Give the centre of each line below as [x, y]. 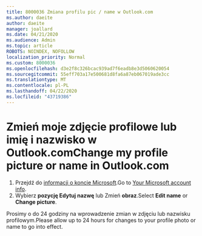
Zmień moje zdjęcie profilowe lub [92, 127]
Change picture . [36, 202]
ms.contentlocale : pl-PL [38, 86]
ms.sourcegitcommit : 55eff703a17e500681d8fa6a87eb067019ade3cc [88, 74]
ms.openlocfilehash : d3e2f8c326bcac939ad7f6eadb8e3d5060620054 [88, 68]
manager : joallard [29, 29]
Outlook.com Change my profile [87, 152]
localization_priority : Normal [46, 57]
